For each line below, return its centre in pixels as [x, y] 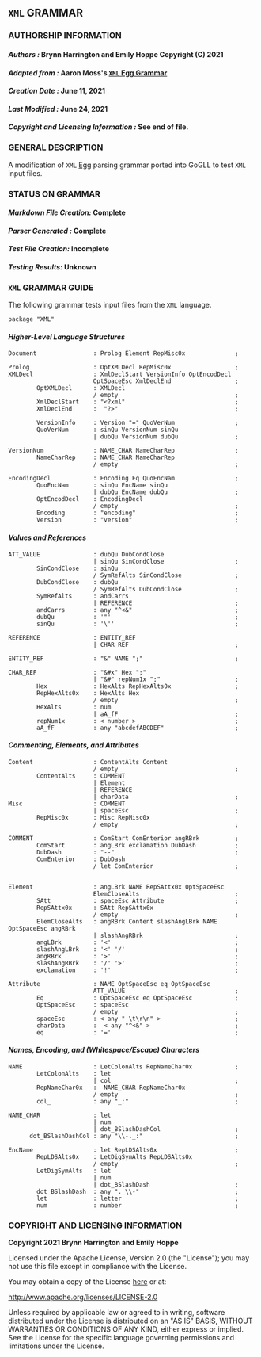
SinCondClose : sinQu [78, 568]
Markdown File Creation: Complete [67, 212]
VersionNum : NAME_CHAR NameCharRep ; [123, 451]
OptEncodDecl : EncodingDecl [90, 499]
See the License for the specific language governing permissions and [121, 1338]
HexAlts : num [74, 707]
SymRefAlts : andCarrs [83, 596]
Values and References [47, 537]
